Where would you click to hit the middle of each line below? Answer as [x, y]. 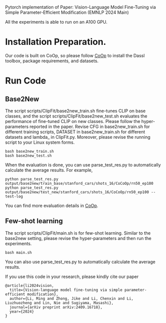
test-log [14, 196]
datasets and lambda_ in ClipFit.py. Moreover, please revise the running [78, 137]
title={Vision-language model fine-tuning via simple [66, 290]
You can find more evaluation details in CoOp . [52, 205]
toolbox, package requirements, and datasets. [52, 61]
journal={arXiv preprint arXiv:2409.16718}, [56, 307]
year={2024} [22, 311]
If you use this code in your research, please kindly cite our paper [72, 277]
